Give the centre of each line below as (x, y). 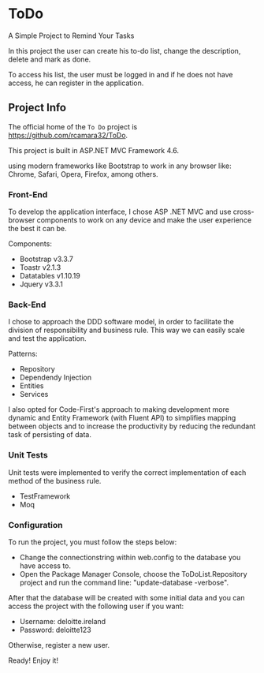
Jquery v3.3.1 (41, 284)
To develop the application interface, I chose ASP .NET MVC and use (120, 212)
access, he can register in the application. (76, 83)
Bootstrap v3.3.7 (46, 259)
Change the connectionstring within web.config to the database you (130, 557)
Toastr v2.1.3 (40, 267)
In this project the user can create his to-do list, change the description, (125, 50)
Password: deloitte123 (56, 630)
